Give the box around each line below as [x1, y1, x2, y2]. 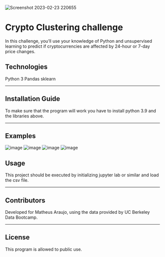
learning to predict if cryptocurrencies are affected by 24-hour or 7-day [5, 43, 150, 49]
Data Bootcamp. [5, 214, 38, 220]
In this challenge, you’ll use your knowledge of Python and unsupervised [5, 38, 152, 44]
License [5, 233, 30, 242]
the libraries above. [5, 113, 44, 119]
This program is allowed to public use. [5, 246, 82, 252]
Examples [5, 132, 36, 140]
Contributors [5, 196, 46, 204]
